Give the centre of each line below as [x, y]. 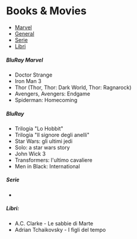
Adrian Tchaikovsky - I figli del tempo [60, 230]
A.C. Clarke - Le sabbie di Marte [54, 223]
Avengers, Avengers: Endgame [52, 94]
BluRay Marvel [25, 60]
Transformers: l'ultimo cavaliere [54, 160]
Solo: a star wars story [42, 147]
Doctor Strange [34, 75]
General [24, 33]
